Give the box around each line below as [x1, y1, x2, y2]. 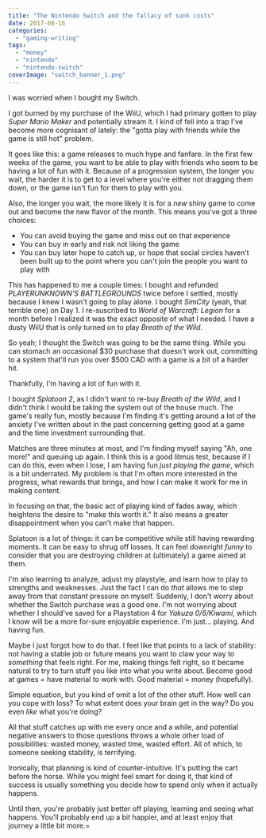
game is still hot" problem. [8, 133, 94, 143]
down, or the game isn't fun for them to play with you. [8, 182, 184, 192]
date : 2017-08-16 [8, 19, 66, 27]
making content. [8, 485, 62, 495]
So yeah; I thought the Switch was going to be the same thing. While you [8, 338, 246, 347]
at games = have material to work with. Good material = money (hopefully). [8, 674, 254, 683]
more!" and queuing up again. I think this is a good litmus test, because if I [8, 452, 251, 461]
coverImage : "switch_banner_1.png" [8, 71, 126, 79]
